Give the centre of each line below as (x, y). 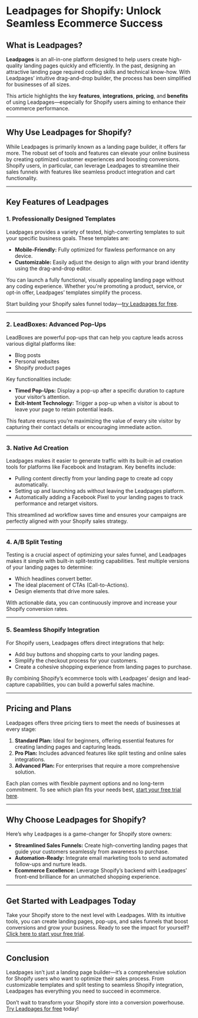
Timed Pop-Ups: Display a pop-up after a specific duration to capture (99, 390)
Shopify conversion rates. (37, 609)
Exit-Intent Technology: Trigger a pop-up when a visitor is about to (97, 403)
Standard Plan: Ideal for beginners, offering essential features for (94, 740)
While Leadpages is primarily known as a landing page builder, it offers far (96, 146)
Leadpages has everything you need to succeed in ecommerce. (83, 991)
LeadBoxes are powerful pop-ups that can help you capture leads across (95, 337)
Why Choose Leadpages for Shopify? (76, 819)
